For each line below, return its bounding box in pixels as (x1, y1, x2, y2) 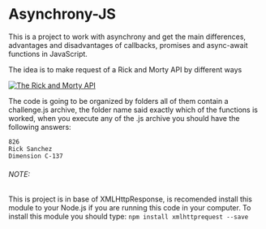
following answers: (8, 122, 71, 132)
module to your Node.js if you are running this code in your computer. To (8, 203, 251, 213)
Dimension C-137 (8, 152, 63, 160)
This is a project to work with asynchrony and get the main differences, (8, 32, 246, 41)
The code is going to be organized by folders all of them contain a (8, 96, 229, 106)
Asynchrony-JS (8, 5, 116, 24)
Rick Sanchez (8, 145, 53, 153)
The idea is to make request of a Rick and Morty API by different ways (8, 64, 242, 74)
